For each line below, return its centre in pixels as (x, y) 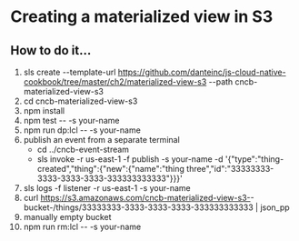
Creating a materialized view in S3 (142, 17)
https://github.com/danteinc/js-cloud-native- (202, 72)
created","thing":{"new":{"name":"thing (111, 169)
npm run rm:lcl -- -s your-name (82, 226)
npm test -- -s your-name (71, 120)
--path (221, 82)
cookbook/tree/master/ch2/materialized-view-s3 (115, 82)
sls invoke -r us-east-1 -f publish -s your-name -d (130, 159)
